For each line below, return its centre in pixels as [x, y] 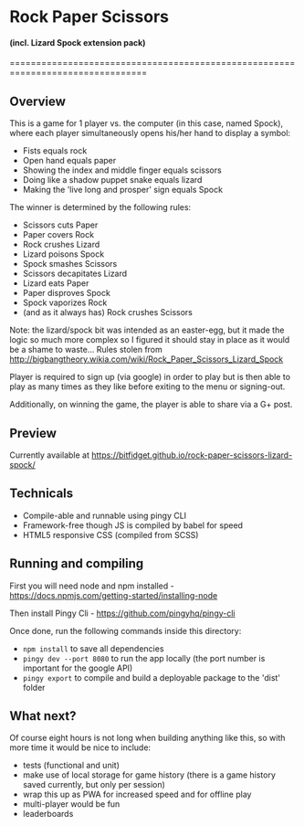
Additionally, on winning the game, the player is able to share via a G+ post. [151, 405]
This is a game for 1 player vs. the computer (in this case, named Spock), [147, 123]
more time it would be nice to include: [80, 747]
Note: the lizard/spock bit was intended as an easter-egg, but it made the [147, 330]
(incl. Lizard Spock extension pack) [78, 42]
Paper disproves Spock [67, 293]
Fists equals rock [55, 151]
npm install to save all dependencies [93, 648]
